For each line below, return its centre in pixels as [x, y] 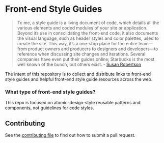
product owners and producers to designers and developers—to [93, 49]
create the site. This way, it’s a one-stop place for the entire [77, 43]
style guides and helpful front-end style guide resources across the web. [79, 79]
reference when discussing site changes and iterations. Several [81, 54]
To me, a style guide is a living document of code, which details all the [88, 23]
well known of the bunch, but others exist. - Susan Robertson [79, 64]
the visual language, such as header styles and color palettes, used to [88, 38]
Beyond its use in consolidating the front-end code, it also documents [87, 33]
